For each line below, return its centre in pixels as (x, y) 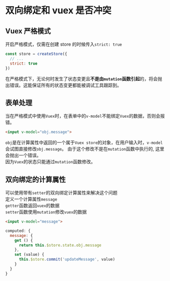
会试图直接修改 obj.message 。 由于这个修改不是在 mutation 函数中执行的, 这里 (85, 149)
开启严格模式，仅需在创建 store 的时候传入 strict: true (64, 44)
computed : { (18, 231)
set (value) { (29, 255)
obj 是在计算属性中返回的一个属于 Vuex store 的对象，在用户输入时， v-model (84, 143)
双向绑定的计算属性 (35, 179)
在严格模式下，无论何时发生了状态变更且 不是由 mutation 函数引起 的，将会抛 (84, 79)
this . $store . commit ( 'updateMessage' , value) (67, 260)
